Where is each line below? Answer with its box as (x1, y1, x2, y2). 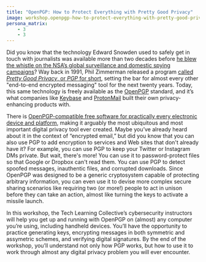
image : (6, 15, 23, 21)
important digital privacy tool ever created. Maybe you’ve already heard (6, 126, 188, 133)
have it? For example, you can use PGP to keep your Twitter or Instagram (6, 145, 191, 153)
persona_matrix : (6, 20, 48, 26)
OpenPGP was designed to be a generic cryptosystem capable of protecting (6, 171, 199, 179)
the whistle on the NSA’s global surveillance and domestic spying (6, 62, 170, 69)
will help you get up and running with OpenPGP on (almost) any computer (6, 216, 193, 223)
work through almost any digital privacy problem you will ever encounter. (6, 249, 191, 256)
